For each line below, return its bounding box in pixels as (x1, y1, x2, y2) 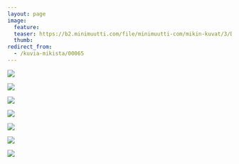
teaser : (14, 30, 37, 38)
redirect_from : (7, 43, 53, 50)
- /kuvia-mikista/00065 (14, 50, 84, 58)
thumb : (14, 37, 33, 44)
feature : (14, 23, 40, 31)
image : (7, 17, 27, 24)
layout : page (7, 10, 46, 18)
